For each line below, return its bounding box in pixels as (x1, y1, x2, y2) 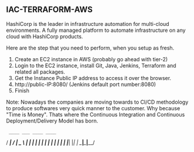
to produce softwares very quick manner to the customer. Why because (6, 104, 180, 111)
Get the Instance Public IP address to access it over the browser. (14, 74, 172, 81)
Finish (14, 87, 29, 94)
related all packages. (14, 68, 66, 75)
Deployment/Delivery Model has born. (6, 117, 98, 124)
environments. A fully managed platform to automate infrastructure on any (6, 27, 186, 34)
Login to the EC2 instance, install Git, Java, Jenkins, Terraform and (14, 62, 176, 69)
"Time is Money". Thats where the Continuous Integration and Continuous (6, 111, 185, 118)
